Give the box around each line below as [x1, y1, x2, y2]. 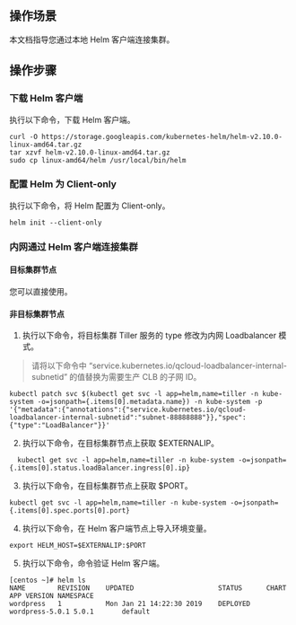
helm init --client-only [9, 218, 102, 227]
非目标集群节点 [9, 308, 65, 319]
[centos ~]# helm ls [9, 576, 87, 585]
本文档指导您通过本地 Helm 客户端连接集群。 [9, 34, 175, 45]
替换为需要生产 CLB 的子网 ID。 [84, 372, 202, 383]
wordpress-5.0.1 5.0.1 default [9, 607, 151, 617]
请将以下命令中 [30, 360, 87, 371]
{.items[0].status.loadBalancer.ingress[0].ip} [9, 463, 191, 473]
